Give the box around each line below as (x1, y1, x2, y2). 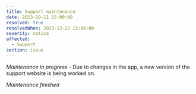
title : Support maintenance (6, 8, 76, 15)
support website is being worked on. (6, 69, 96, 77)
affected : (6, 36, 31, 42)
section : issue (6, 47, 44, 53)
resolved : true (6, 20, 44, 25)
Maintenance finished (6, 81, 60, 88)
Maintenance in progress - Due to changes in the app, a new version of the (6, 63, 190, 70)
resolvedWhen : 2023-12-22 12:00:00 (6, 25, 94, 31)
